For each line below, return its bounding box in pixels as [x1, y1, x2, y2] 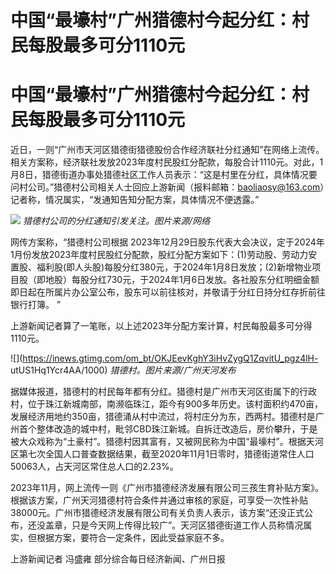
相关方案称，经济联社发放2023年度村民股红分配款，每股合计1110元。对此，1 [10, 156, 324, 168]
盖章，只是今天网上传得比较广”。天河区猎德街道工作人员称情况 [44, 519, 304, 531]
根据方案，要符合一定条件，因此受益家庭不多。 [36, 532, 230, 544]
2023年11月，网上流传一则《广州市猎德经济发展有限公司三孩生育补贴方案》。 [10, 482, 324, 494]
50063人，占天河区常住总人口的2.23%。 [10, 461, 179, 473]
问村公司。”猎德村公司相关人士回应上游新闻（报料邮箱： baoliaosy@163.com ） [10, 181, 325, 193]
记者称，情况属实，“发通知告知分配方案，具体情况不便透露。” [10, 194, 260, 206]
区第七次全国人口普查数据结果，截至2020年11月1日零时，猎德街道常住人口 [10, 448, 315, 460]
